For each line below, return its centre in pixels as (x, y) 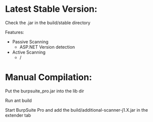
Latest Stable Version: (51, 9)
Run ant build (18, 100)
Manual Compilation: (48, 77)
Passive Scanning (30, 42)
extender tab (18, 115)
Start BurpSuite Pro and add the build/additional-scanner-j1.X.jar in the (77, 110)
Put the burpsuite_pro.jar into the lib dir (45, 91)
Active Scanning (29, 52)
